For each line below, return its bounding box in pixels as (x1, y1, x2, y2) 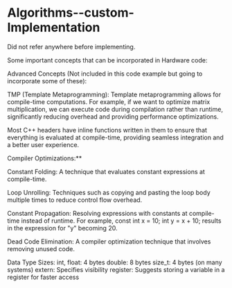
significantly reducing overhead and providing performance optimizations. (7, 112, 220, 121)
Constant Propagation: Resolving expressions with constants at (7, 209, 188, 217)
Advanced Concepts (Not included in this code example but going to (7, 69, 203, 78)
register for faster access (7, 273, 80, 281)
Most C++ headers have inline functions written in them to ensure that (7, 126, 208, 134)
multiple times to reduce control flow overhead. (7, 196, 143, 204)
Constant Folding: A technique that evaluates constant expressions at (7, 167, 206, 176)
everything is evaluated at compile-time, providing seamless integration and (7, 133, 224, 142)
